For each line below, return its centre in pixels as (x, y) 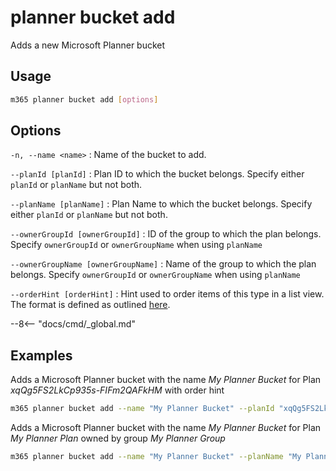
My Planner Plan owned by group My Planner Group (118, 438)
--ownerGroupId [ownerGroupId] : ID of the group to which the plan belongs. (166, 234)
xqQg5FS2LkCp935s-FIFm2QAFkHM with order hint (117, 390)
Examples (41, 355)
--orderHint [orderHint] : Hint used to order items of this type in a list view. (167, 294)
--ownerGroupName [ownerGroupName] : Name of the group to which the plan (163, 264)
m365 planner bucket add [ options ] (84, 99)
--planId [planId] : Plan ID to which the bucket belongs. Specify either (157, 174)
